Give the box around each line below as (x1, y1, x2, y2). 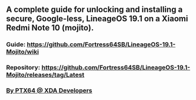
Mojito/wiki (6, 48, 39, 56)
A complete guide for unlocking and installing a (6, 5, 183, 15)
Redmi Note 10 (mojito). (6, 23, 94, 33)
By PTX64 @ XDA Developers (6, 87, 92, 95)
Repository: (6, 64, 41, 72)
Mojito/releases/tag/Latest (6, 71, 85, 79)
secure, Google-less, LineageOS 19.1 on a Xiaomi (6, 14, 188, 24)
